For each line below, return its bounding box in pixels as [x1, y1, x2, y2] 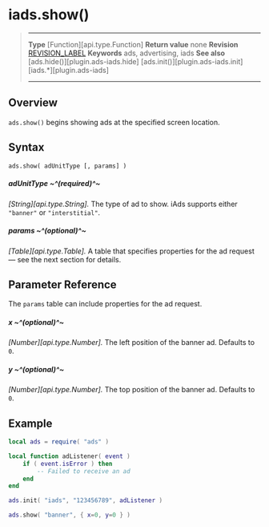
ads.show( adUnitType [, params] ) [8, 162, 127, 170]
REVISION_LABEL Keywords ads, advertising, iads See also [27, 48, 226, 58]
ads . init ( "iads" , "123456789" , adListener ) [8, 497, 163, 505]
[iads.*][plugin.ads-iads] [27, 65, 110, 75]
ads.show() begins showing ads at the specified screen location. [8, 117, 220, 127]
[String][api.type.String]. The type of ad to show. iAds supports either [8, 199, 238, 209]
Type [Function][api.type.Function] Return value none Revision [27, 39, 239, 49]
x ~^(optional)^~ [8, 317, 65, 326]
